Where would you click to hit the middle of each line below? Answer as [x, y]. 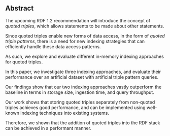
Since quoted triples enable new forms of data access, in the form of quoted [85, 36]
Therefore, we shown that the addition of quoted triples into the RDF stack [83, 123]
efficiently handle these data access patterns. [53, 46]
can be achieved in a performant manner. [48, 128]
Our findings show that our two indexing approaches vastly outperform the [83, 87]
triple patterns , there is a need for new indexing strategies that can [75, 41]
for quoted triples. [24, 62]
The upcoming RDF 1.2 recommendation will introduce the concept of [78, 20]
